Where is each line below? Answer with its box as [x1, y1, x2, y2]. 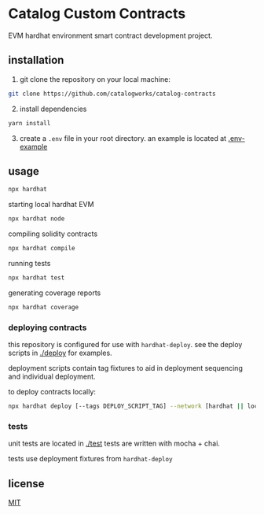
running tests [8, 258, 51, 268]
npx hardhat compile [8, 245, 76, 253]
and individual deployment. [8, 372, 96, 381]
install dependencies [19, 104, 87, 113]
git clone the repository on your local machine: [19, 74, 170, 83]
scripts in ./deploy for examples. [8, 348, 112, 357]
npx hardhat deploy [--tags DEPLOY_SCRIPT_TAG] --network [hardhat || [8, 402, 244, 410]
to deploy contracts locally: [8, 386, 97, 396]
